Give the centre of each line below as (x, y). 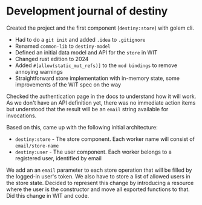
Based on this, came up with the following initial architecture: (82, 127)
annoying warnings (39, 71)
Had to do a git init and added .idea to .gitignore (80, 39)
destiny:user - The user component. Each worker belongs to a (93, 152)
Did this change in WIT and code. (48, 195)
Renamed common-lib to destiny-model (63, 46)
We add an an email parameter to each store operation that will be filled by (99, 170)
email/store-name (37, 146)
